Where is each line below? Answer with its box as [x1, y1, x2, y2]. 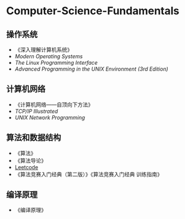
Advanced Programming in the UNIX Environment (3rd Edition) [14, 65, 168, 72]
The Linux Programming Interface [14, 59, 98, 66]
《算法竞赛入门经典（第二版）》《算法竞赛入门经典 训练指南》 [14, 170, 162, 177]
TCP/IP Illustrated [14, 107, 58, 115]
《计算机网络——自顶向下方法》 [14, 101, 93, 108]
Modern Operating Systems [14, 53, 83, 60]
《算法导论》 [14, 157, 46, 164]
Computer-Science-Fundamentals [6, 4, 180, 18]
